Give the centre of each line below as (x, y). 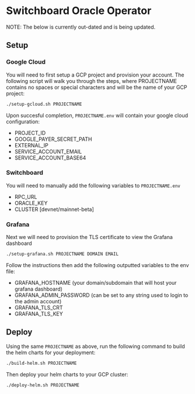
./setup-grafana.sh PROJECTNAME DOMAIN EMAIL (62, 254)
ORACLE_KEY (31, 203)
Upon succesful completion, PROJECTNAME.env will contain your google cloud (97, 115)
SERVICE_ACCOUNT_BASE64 (50, 158)
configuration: (23, 122)
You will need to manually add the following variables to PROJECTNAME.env (93, 185)
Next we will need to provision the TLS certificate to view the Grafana (90, 237)
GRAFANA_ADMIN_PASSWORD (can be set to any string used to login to (101, 295)
